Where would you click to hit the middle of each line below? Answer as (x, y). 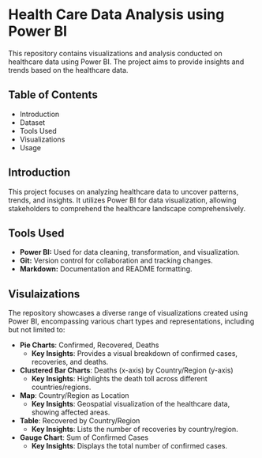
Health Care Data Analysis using (116, 15)
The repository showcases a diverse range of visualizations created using (128, 313)
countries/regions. (61, 387)
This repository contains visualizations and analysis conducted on (115, 53)
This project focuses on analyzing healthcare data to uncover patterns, (124, 191)
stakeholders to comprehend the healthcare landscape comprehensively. (127, 208)
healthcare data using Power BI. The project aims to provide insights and (126, 62)
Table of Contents (53, 95)
